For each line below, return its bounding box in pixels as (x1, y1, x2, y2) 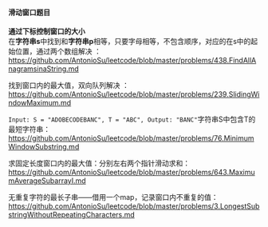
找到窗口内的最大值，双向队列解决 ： (8, 81, 129, 90)
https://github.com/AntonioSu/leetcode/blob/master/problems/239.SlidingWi (8, 90, 260, 99)
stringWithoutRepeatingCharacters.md (8, 210, 136, 220)
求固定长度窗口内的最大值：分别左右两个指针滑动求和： (8, 158, 190, 168)
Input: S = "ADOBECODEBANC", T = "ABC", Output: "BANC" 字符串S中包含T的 (8, 114, 256, 124)
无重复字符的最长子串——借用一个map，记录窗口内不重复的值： (8, 193, 219, 202)
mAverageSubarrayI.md (8, 176, 86, 185)
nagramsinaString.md (8, 64, 80, 74)
